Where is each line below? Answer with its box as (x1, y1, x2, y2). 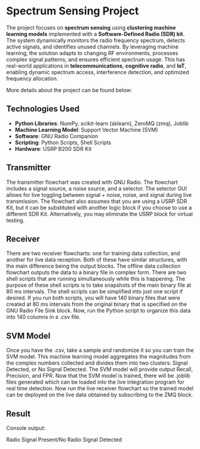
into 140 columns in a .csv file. (6, 313, 81, 321)
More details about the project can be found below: (6, 86, 133, 93)
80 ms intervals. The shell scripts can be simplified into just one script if (6, 288, 183, 295)
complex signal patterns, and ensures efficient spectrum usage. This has (6, 56, 185, 63)
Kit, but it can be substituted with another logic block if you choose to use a (6, 204, 192, 211)
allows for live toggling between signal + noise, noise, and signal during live (6, 191, 192, 198)
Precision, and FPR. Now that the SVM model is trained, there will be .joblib (6, 372, 190, 380)
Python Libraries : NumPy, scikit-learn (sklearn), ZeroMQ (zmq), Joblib (14, 120, 189, 127)
